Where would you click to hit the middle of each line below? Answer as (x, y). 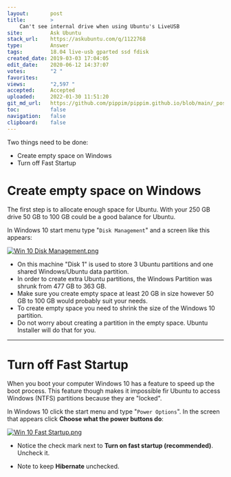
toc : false (37, 110)
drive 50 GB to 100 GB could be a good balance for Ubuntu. (91, 217)
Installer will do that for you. (56, 330)
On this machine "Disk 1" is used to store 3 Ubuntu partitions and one (115, 264)
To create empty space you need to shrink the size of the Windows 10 (116, 308)
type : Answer (38, 45)
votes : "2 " (35, 71)
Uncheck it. (33, 453)
